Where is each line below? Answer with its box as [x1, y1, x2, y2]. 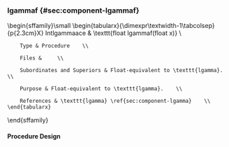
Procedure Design [7, 132, 61, 140]
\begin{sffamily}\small [7, 22, 71, 30]
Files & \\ [20, 55, 64, 62]
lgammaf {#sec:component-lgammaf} [7, 6, 140, 15]
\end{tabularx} [7, 104, 52, 111]
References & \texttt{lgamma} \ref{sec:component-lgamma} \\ [20, 97, 211, 105]
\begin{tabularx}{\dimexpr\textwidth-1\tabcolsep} [72, 22, 215, 30]
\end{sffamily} [7, 116, 49, 125]
